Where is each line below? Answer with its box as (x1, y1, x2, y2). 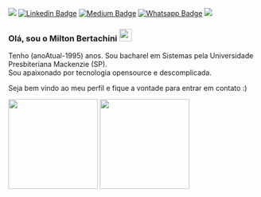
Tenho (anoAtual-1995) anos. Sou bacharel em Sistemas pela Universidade (8, 51, 254, 61)
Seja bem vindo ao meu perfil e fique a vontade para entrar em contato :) (8, 84, 247, 93)
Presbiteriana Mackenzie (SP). (8, 60, 107, 69)
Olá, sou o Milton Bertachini (8, 33, 118, 44)
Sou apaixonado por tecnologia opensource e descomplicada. (8, 68, 212, 77)
